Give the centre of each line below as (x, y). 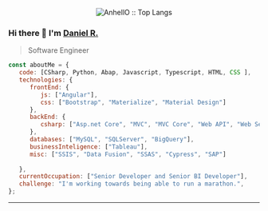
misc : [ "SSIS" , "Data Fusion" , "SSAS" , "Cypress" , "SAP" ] (128, 154)
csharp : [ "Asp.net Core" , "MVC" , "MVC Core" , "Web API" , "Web (146, 125)
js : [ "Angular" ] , (69, 95)
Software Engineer (58, 50)
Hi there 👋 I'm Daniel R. (53, 33)
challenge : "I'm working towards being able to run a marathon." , (132, 184)
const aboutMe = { (39, 65)
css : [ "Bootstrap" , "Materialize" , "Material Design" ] (133, 102)
